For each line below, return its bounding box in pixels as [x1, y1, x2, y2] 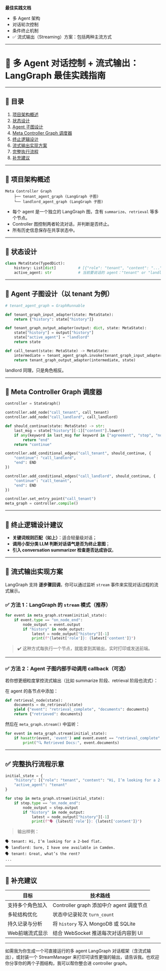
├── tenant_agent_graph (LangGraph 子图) [14, 194, 99, 199]
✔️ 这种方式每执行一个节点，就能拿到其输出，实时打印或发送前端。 [17, 645, 153, 651]
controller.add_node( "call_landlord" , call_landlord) [5, 415, 119, 420]
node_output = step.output [23, 805, 79, 810]
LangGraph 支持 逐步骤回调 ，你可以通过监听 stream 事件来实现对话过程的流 [5, 582, 159, 587]
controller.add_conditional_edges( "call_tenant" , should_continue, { [5, 451, 152, 456]
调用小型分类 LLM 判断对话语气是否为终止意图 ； [12, 540, 110, 546]
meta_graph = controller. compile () [5, 501, 79, 506]
